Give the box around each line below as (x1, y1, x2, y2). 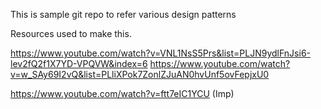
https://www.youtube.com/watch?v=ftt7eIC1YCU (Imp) (10, 88, 235, 99)
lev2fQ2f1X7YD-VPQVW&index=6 (10, 58, 148, 69)
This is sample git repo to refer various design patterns (10, 9, 237, 20)
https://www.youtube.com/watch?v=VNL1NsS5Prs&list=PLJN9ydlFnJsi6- (10, 47, 312, 59)
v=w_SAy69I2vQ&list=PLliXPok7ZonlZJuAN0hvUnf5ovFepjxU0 (10, 69, 270, 80)
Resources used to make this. (10, 28, 132, 39)
